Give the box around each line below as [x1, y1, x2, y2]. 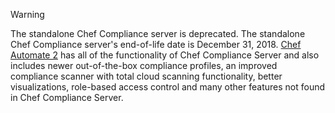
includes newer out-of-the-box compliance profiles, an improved [10, 60, 278, 71]
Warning [10, 9, 45, 20]
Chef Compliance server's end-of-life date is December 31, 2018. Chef [10, 39, 302, 50]
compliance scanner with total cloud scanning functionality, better [10, 70, 283, 82]
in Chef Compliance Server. [10, 92, 124, 103]
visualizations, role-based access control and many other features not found [10, 81, 326, 93]
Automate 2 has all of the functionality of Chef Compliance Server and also [10, 49, 320, 61]
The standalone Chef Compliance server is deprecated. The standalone [10, 28, 306, 39]
